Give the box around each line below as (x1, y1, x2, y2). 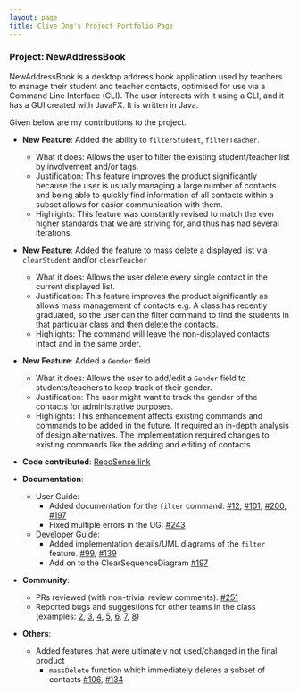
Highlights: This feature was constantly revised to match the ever (35, 208, 275, 219)
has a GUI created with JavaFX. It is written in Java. (9, 99, 199, 110)
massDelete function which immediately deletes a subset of (48, 664, 266, 675)
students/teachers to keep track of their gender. (35, 381, 212, 393)
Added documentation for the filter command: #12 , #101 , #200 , (48, 500, 287, 511)
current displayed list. (35, 280, 116, 291)
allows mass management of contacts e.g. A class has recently (35, 300, 268, 311)
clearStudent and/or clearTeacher (21, 254, 147, 264)
